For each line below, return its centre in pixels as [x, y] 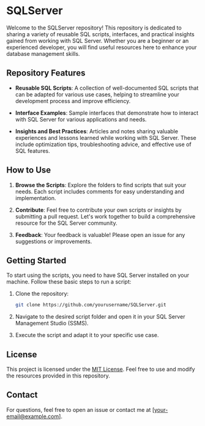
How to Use [29, 170]
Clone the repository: [42, 294]
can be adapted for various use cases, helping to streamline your [97, 94]
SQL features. [32, 150]
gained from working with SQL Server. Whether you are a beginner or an [98, 41]
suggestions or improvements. [54, 241]
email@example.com [33, 416]
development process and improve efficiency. [73, 101]
